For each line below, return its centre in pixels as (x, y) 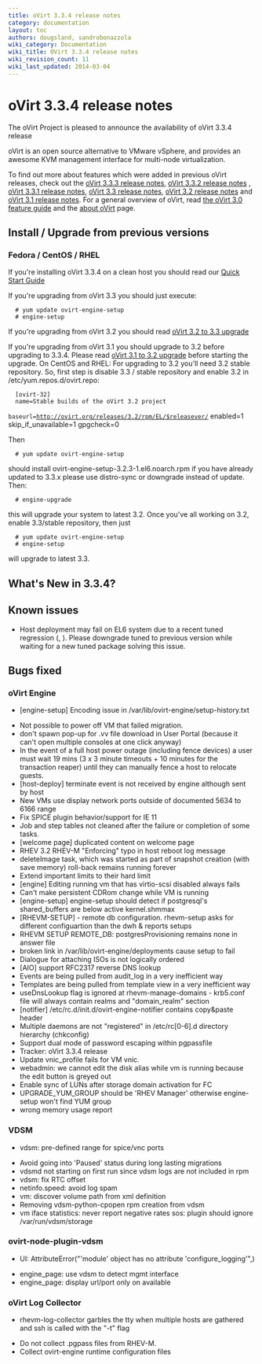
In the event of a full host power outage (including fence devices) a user (136, 750)
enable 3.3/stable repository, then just (69, 523)
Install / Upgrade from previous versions (109, 233)
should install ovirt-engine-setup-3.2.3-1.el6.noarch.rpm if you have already (131, 469)
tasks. (29, 834)
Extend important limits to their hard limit (85, 876)
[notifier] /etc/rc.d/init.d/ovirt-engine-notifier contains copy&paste (126, 1010)
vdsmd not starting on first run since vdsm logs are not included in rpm (134, 1171)
